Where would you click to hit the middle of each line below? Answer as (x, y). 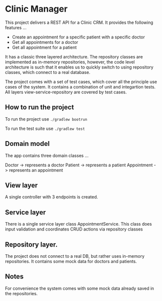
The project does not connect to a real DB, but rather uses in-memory (75, 256)
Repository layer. (32, 244)
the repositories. (21, 293)
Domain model (27, 144)
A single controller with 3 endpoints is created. (52, 197)
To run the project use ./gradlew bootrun (46, 119)
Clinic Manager (36, 9)
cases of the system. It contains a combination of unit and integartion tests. (80, 87)
